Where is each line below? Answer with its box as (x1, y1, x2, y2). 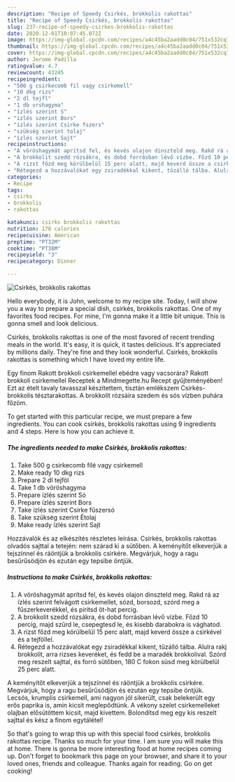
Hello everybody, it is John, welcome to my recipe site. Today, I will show (7, 297, 218, 305)
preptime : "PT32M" (7, 238, 61, 246)
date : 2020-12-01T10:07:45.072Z (7, 29, 101, 37)
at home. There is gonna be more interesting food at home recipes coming (7, 744, 222, 753)
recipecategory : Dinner (7, 258, 77, 265)
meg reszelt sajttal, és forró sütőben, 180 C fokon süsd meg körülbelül (17, 657, 220, 665)
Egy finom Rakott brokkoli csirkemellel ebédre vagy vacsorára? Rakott (7, 369, 208, 377)
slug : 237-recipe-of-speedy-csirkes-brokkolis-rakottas (7, 23, 173, 30)
